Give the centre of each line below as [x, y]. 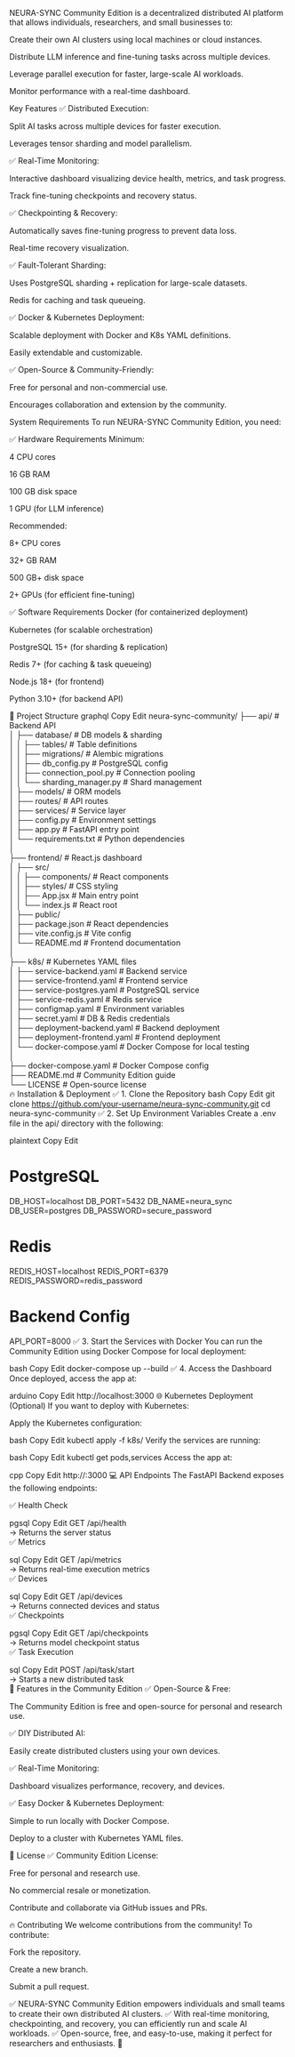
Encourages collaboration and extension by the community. [118, 405]
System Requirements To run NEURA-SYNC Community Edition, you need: [145, 422]
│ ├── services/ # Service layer [68, 810]
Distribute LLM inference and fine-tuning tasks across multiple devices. [140, 56]
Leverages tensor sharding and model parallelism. [101, 143]
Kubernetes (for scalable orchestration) [81, 630]
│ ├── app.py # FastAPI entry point [74, 829]
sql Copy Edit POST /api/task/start [72, 1669]
